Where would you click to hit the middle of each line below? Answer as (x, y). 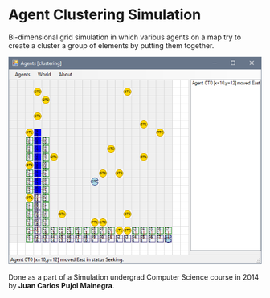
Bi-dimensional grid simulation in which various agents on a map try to (125, 37)
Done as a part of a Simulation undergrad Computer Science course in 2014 (134, 277)
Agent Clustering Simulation (105, 15)
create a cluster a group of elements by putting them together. (111, 45)
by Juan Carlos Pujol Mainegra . (61, 285)
